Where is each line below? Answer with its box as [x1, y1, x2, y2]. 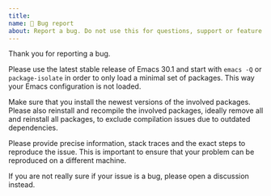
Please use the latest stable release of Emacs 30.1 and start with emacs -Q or [8, 65, 262, 74]
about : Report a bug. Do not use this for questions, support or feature [8, 27, 263, 35]
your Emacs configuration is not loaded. [8, 81, 142, 91]
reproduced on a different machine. [8, 156, 127, 165]
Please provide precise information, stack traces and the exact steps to [8, 139, 246, 148]
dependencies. [8, 123, 58, 133]
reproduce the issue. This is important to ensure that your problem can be [8, 147, 255, 157]
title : [8, 11, 31, 20]
